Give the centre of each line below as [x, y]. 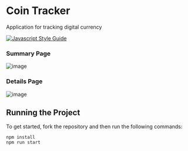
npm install [21, 138]
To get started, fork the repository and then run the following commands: [94, 126]
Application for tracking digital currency [54, 27]
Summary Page [28, 53]
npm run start [23, 143]
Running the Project [43, 112]
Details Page [24, 81]
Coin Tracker [38, 11]
